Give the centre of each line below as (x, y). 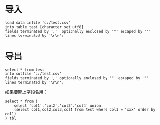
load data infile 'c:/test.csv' (38, 23)
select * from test (25, 70)
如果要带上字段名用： (26, 92)
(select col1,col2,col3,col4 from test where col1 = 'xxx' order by (85, 109)
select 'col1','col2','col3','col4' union (57, 105)
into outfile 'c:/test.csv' (34, 74)
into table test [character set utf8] (44, 27)
